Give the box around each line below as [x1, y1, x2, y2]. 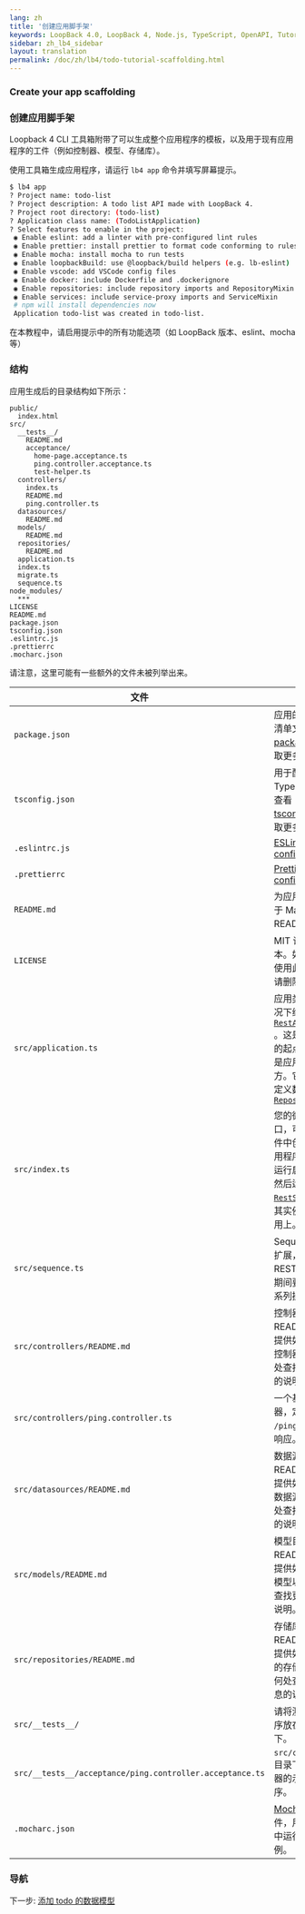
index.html [17, 411, 59, 420]
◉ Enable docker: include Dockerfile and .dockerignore [13, 275, 230, 284]
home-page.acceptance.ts [33, 451, 128, 460]
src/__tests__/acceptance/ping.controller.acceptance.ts [14, 1768, 265, 1778]
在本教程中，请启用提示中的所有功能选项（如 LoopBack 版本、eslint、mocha [9, 327, 296, 338]
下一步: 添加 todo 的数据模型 [9, 1895, 115, 1906]
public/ [9, 403, 39, 413]
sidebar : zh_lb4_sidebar [9, 38, 103, 48]
